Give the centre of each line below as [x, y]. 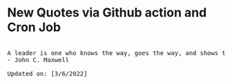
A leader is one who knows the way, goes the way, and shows [113, 53]
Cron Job [34, 27]
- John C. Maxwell [38, 60]
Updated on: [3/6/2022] [47, 73]
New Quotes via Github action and [107, 13]
